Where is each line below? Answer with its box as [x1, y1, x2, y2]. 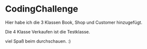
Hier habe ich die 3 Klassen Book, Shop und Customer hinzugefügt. [5, 19, 143, 25]
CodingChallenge [5, 3, 78, 15]
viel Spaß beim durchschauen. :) [5, 38, 71, 44]
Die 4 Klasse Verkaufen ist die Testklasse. [5, 29, 90, 34]
